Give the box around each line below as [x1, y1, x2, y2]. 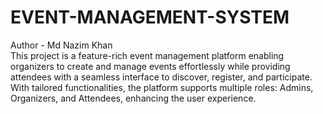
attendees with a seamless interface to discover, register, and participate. [10, 71, 313, 83]
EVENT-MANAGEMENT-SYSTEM [10, 6, 290, 29]
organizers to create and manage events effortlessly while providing [10, 60, 291, 72]
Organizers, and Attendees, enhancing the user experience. [10, 92, 257, 104]
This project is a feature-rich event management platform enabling [10, 49, 285, 61]
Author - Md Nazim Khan [10, 39, 113, 51]
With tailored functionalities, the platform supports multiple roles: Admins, [10, 81, 314, 93]
